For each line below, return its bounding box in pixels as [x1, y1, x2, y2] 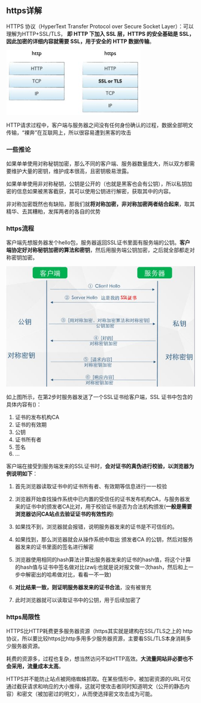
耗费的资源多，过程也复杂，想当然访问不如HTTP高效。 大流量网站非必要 [6, 655, 183, 662]
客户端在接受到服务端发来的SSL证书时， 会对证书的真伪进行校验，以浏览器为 [6, 462, 194, 470]
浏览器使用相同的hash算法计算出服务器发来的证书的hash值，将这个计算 [14, 556, 191, 564]
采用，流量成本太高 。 [11, 663, 64, 670]
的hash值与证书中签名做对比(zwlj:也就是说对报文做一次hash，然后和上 [14, 564, 188, 571]
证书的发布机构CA [14, 413, 60, 421]
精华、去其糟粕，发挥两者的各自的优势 [6, 208, 100, 215]
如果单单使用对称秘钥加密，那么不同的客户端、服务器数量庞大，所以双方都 [6, 160, 190, 168]
